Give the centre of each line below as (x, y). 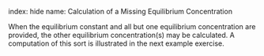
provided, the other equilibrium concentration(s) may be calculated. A (121, 35)
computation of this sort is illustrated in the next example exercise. (116, 43)
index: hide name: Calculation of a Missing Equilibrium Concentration (121, 11)
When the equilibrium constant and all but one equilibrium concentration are (132, 26)
